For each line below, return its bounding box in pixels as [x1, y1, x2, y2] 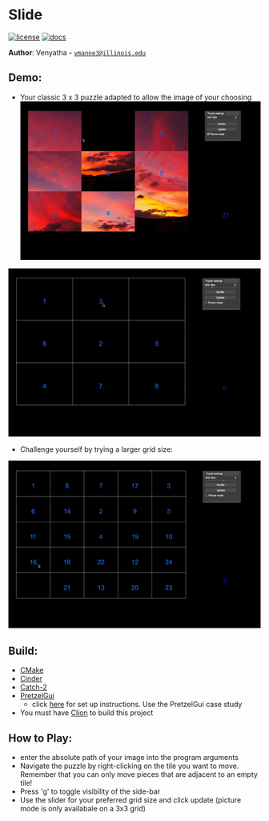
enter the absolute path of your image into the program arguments [19, 752, 239, 762]
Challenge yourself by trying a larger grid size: [19, 445, 174, 454]
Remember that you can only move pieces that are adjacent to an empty [19, 769, 259, 779]
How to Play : [8, 731, 73, 745]
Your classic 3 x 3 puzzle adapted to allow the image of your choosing [19, 92, 252, 102]
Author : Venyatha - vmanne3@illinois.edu [8, 47, 147, 57]
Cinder [19, 674, 42, 684]
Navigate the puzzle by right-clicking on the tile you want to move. [19, 761, 239, 770]
